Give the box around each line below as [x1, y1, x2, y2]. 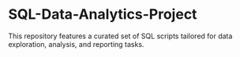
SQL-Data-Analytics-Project [8, 5, 197, 23]
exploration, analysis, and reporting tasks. [8, 39, 144, 48]
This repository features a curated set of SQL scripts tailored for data [8, 31, 233, 41]
